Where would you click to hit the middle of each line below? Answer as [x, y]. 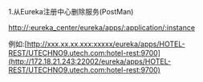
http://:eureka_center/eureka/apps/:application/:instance [101, 27]
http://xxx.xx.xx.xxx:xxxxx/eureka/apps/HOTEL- [106, 44]
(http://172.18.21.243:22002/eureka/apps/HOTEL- [89, 61]
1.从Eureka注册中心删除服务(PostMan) [71, 12]
